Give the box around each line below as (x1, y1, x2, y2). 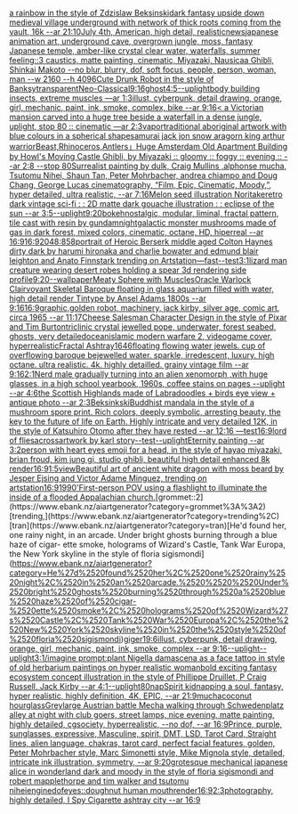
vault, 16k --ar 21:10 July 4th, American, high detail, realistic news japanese (9, 27, 279, 37)
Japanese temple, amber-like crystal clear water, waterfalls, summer (9, 45, 261, 56)
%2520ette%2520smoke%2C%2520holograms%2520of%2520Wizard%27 (9, 606, 289, 615)
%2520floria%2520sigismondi (9, 634, 122, 644)
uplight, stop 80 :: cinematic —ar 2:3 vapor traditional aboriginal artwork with (9, 121, 287, 132)
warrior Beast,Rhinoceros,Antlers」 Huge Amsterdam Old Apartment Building (9, 142, 288, 151)
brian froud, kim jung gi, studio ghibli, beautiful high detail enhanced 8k (9, 454, 270, 464)
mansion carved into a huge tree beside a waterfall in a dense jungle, (9, 111, 262, 122)
